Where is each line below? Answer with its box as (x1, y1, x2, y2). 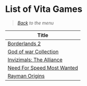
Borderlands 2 (7, 40, 41, 47)
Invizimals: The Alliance (7, 56, 63, 63)
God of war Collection (7, 48, 59, 55)
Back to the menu (17, 20, 54, 26)
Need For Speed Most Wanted (7, 64, 78, 71)
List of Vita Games (5, 3, 83, 15)
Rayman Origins (7, 72, 45, 79)
